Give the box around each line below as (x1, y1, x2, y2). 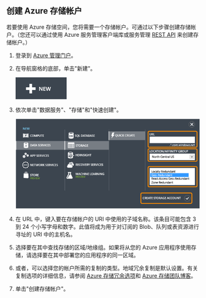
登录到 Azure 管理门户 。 (15, 52, 77, 59)
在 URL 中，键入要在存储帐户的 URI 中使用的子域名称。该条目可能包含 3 (15, 215, 196, 223)
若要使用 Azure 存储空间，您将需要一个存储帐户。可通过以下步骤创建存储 (6, 23, 191, 31)
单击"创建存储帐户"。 (15, 285, 69, 292)
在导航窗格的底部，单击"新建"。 (15, 64, 96, 72)
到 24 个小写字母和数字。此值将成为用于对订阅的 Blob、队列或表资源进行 (15, 223, 199, 230)
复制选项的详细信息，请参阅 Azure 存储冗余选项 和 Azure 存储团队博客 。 (15, 272, 197, 279)
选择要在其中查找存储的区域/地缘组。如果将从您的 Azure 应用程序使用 (15, 243, 191, 251)
